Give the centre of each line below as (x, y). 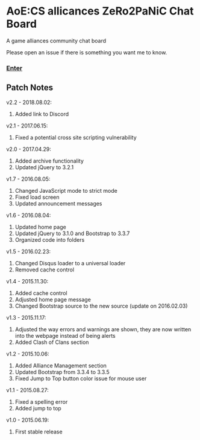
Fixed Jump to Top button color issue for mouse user (81, 378)
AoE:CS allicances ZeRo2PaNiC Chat (100, 11)
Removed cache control (44, 270)
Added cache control (41, 293)
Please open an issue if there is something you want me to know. (87, 52)
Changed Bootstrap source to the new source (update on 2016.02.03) (101, 306)
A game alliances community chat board (56, 40)
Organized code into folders (50, 239)
